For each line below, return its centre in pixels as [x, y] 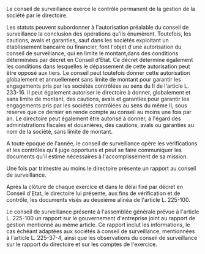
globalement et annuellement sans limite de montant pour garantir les [94, 79]
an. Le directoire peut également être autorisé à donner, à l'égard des [94, 118]
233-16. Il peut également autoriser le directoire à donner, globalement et [99, 92]
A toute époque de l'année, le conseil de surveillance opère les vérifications [102, 143]
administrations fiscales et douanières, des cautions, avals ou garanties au [100, 125]
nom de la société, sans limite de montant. [60, 132]
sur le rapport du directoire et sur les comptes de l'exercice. [82, 244]
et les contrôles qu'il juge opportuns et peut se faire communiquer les [94, 150]
